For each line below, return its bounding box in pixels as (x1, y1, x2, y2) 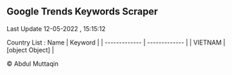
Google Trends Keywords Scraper (6, 6, 158, 18)
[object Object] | (6, 45, 54, 54)
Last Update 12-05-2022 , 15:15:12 (6, 24, 106, 33)
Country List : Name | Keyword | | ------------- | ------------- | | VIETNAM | (6, 38, 226, 47)
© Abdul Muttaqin (6, 59, 59, 68)
